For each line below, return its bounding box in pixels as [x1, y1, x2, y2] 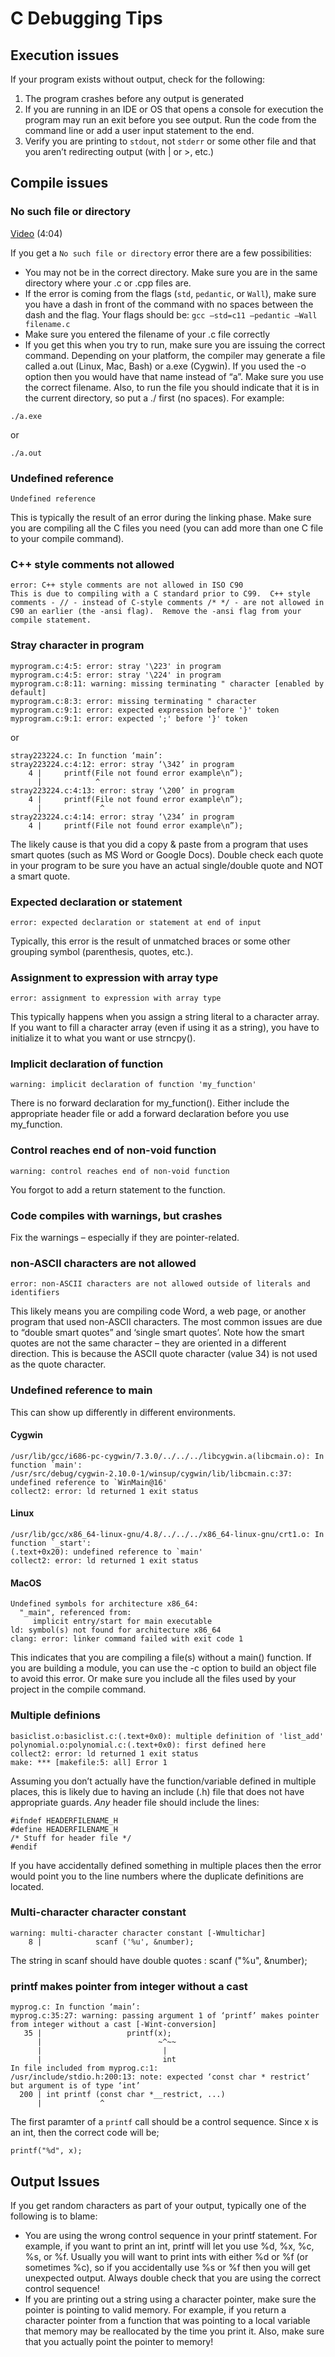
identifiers [10, 1288, 60, 1298]
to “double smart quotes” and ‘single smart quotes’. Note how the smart [10, 1327, 305, 1339]
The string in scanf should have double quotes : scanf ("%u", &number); [10, 1954, 308, 1966]
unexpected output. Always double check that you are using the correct [24, 2272, 321, 2284]
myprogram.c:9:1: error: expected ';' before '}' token [10, 713, 248, 724]
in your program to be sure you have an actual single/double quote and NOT [10, 859, 324, 871]
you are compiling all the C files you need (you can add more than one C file [10, 522, 324, 534]
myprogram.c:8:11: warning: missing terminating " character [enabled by [10, 678, 325, 689]
